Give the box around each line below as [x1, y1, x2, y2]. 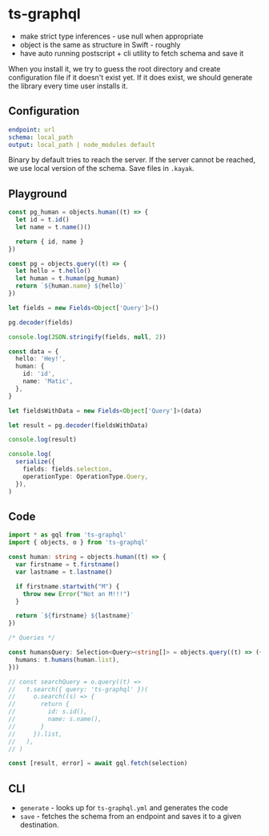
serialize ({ [15, 458, 56, 466]
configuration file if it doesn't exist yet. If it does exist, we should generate [8, 72, 253, 82]
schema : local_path [8, 133, 74, 141]
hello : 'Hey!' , [15, 355, 66, 363]
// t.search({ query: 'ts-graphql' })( [8, 685, 149, 693]
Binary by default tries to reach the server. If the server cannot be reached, [8, 155, 256, 165]
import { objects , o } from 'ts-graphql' [8, 539, 149, 547]
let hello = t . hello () [15, 267, 91, 275]
